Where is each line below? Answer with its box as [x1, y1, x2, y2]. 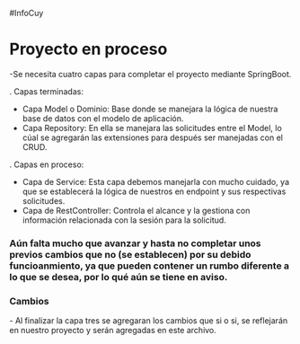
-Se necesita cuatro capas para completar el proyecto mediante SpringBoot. [9, 68, 292, 79]
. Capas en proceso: [9, 159, 84, 170]
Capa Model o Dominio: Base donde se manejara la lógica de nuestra [22, 103, 278, 114]
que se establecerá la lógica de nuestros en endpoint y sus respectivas [22, 186, 287, 197]
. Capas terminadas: [9, 85, 84, 97]
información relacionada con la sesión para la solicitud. [22, 215, 226, 225]
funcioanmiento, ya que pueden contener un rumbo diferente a [9, 260, 290, 272]
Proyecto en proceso [9, 40, 168, 59]
